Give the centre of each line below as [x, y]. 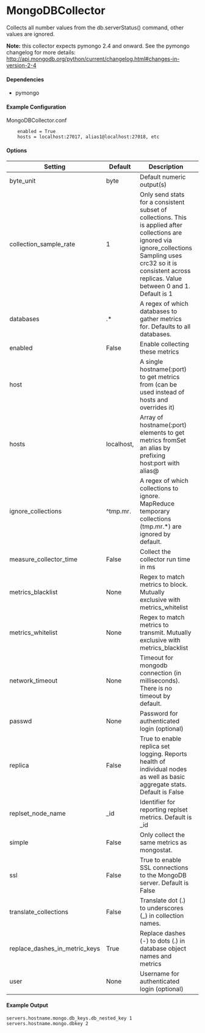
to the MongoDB [164, 875]
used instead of [162, 392]
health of [153, 761]
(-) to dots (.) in [162, 941]
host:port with [160, 463]
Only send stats [162, 194]
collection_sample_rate [42, 244]
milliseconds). [160, 680]
